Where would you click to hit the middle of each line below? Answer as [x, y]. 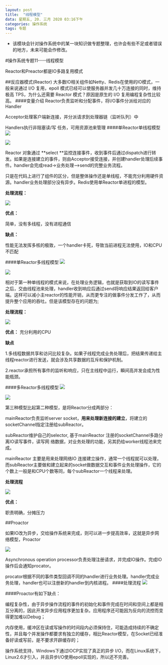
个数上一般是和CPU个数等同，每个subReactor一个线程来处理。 [70, 471]
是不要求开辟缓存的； [58, 640]
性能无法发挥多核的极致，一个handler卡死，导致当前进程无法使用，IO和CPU [83, 245]
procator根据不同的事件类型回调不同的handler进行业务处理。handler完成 [80, 576]
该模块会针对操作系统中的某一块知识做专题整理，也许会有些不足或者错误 [87, 44]
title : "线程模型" [24, 15]
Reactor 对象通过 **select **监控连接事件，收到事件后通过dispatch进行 [78, 153]
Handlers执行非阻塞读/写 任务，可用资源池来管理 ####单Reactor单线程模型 [83, 128]
